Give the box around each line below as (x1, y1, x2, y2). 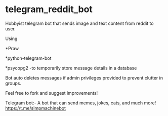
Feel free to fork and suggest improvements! (5, 90, 98, 96)
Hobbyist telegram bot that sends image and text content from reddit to (5, 20, 154, 26)
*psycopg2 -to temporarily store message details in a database (5, 65, 137, 71)
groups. (5, 80, 22, 86)
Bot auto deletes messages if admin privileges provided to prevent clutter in (5, 74, 163, 81)
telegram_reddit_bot (5, 4, 93, 15)
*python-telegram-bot (5, 55, 52, 61)
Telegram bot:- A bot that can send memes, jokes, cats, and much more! (5, 100, 156, 106)
